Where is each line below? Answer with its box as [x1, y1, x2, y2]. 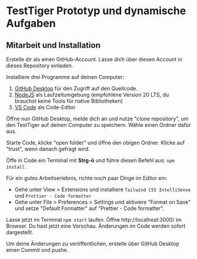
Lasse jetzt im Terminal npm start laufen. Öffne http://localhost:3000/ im [6, 217, 182, 223]
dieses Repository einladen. [6, 62, 74, 69]
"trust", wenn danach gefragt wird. [6, 146, 90, 152]
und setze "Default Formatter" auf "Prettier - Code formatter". [14, 205, 165, 212]
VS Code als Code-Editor [14, 104, 76, 110]
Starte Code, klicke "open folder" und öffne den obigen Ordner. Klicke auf [6, 139, 185, 146]
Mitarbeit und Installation [6, 40, 101, 50]
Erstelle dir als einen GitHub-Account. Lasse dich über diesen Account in [6, 56, 183, 63]
